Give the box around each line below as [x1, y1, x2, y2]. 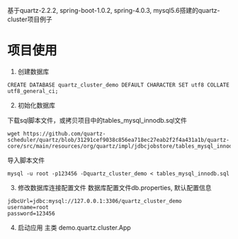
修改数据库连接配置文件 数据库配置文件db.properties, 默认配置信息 [17, 183, 212, 191]
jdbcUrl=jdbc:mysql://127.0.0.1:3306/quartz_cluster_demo [7, 197, 182, 204]
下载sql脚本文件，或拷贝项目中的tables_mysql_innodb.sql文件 [7, 116, 188, 124]
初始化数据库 [17, 101, 55, 109]
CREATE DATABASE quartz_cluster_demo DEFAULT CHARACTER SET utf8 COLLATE [7, 81, 230, 89]
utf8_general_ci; [7, 87, 59, 94]
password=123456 [7, 210, 55, 217]
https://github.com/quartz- [23, 130, 106, 137]
